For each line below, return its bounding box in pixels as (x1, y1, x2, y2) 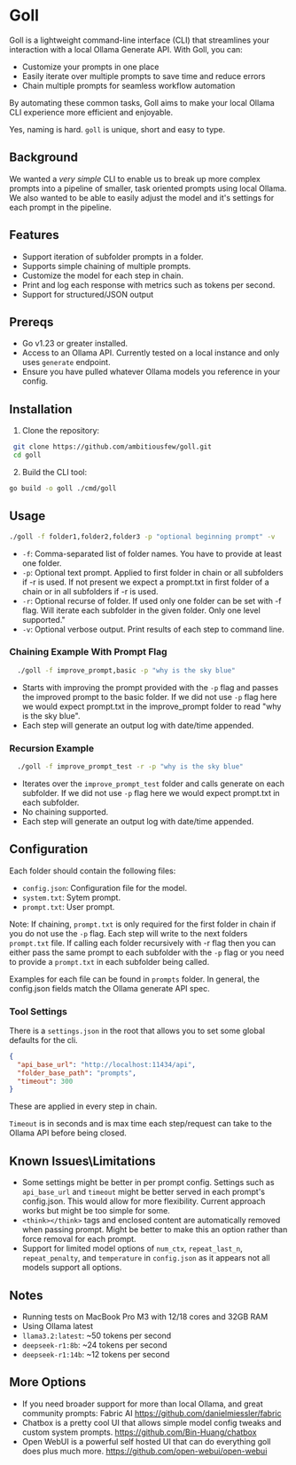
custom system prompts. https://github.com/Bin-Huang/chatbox (21, 1427, 257, 1437)
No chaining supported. (21, 806, 109, 817)
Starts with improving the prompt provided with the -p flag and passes (21, 681, 279, 693)
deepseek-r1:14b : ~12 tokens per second (21, 1349, 170, 1359)
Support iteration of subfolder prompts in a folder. (21, 251, 204, 262)
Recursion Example (9, 742, 95, 754)
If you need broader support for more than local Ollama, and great (21, 1398, 263, 1409)
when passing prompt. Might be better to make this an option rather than (21, 1224, 288, 1235)
